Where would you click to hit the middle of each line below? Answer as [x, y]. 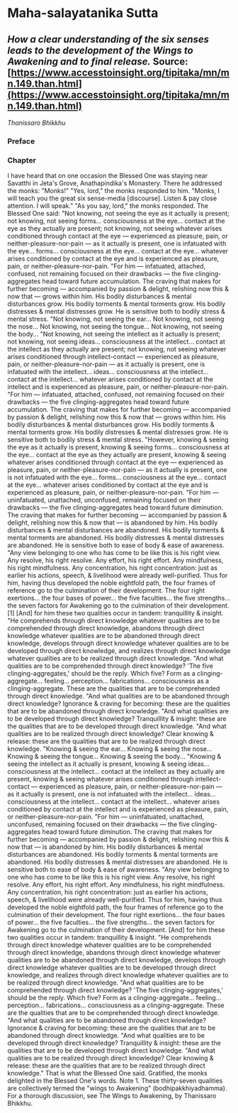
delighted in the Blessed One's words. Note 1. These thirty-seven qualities [115, 1081]
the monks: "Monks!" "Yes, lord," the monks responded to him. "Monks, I [113, 191]
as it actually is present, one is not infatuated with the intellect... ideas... [112, 794]
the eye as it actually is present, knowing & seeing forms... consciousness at [119, 447]
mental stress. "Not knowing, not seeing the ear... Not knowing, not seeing [116, 319]
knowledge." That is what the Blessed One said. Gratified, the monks [107, 1073]
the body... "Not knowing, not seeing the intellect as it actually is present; [114, 334]
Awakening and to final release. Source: [98, 61]
